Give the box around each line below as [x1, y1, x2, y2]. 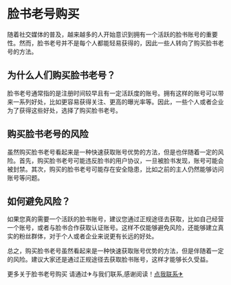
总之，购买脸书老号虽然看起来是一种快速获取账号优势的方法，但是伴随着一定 [7, 247, 224, 255]
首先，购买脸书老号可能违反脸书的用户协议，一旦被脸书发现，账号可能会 [19, 156, 224, 165]
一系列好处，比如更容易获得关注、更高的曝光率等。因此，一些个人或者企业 [12, 98, 224, 106]
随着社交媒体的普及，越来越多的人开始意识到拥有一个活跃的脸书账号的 [7, 30, 206, 38]
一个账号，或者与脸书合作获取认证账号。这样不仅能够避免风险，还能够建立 [7, 224, 218, 232]
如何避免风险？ [7, 195, 71, 207]
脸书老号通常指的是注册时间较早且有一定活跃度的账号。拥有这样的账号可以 [7, 89, 218, 97]
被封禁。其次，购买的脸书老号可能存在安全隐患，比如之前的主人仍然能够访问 [7, 165, 224, 173]
